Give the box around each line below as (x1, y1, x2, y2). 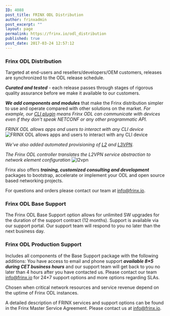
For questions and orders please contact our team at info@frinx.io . (5, 188, 146, 194)
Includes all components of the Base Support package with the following (5, 253, 159, 259)
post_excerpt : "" (5, 21, 42, 27)
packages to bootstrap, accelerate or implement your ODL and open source (5, 172, 165, 178)
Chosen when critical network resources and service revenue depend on (5, 284, 159, 290)
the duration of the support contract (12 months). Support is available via (5, 217, 159, 223)
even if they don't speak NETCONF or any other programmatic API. (5, 116, 147, 123)
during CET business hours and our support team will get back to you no (5, 263, 160, 269)
